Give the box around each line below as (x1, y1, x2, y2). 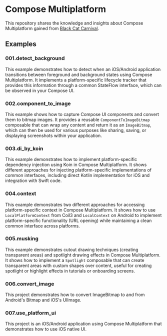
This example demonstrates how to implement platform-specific (5, 156, 137, 162)
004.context (5, 190, 36, 197)
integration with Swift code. (5, 177, 62, 183)
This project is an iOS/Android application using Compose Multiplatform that (5, 321, 162, 327)
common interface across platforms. (5, 222, 80, 228)
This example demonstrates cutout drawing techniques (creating (5, 246, 138, 252)
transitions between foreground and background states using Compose (5, 71, 152, 77)
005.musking (5, 235, 39, 242)
